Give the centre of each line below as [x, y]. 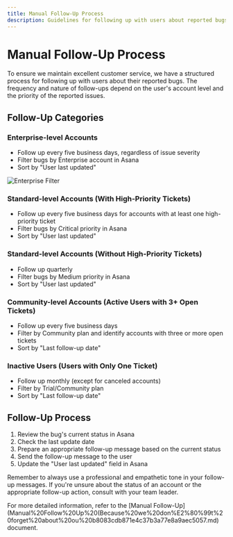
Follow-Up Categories [55, 118]
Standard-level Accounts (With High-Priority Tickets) [99, 199]
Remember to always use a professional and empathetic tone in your [105, 477]
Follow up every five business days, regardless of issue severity [109, 153]
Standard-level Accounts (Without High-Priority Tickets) [105, 254]
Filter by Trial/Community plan [60, 388]
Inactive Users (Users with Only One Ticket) [83, 365]
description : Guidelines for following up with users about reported [110, 20]
